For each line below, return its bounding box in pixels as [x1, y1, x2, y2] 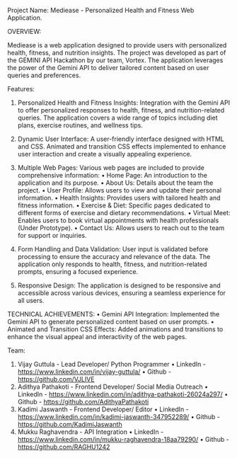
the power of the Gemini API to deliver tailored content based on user [7, 64, 209, 71]
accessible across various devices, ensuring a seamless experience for [17, 289, 226, 297]
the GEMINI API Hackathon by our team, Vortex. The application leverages [7, 56, 224, 64]
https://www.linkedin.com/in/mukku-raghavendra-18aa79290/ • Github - [17, 435, 230, 443]
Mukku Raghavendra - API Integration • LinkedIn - [17, 428, 164, 436]
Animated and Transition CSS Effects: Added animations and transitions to [7, 325, 224, 333]
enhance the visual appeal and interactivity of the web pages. [7, 333, 187, 340]
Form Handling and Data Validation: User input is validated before [17, 245, 209, 253]
